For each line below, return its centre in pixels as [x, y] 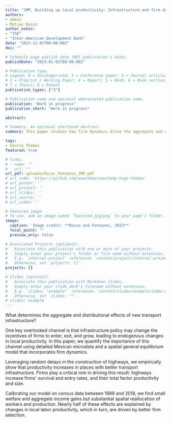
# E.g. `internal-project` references [49, 258]
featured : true [21, 150]
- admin [13, 19]
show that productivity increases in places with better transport [72, 368]
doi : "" [13, 48]
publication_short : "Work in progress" [48, 108]
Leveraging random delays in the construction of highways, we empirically [83, 362]
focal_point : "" [27, 230]
